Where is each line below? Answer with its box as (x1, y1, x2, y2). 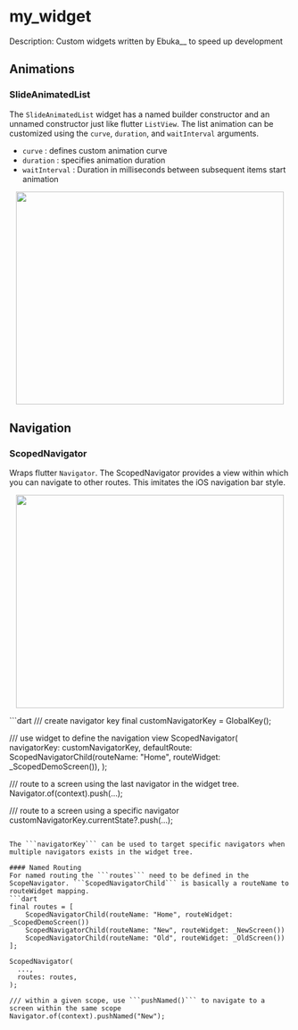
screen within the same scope (9, 1003, 122, 1013)
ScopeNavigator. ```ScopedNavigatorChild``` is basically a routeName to (9, 878, 290, 888)
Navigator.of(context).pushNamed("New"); (9, 1011, 166, 1020)
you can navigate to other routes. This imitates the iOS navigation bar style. (9, 476, 286, 488)
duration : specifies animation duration (21, 155, 166, 165)
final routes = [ (9, 902, 74, 911)
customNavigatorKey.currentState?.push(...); (9, 815, 174, 825)
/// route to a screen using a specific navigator (9, 805, 180, 816)
